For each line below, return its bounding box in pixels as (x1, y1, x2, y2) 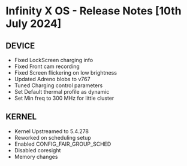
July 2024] (5, 17, 62, 30)
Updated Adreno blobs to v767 (14, 76, 91, 82)
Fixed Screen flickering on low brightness (14, 69, 117, 76)
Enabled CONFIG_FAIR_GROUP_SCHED (14, 140, 111, 147)
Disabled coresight (14, 146, 61, 153)
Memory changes (14, 153, 58, 160)
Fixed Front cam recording (14, 63, 80, 70)
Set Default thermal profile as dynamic (14, 88, 110, 95)
